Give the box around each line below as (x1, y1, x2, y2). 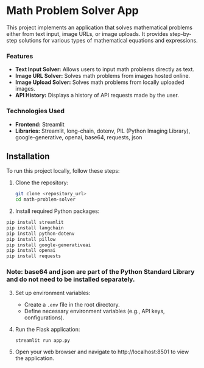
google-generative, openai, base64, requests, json (15, 133, 142, 141)
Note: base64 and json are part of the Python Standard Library (6, 268, 195, 276)
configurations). (24, 314, 65, 321)
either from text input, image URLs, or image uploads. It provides (6, 30, 169, 37)
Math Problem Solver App (6, 4, 139, 18)
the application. (15, 355, 55, 362)
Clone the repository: (15, 179, 69, 186)
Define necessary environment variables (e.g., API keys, (24, 307, 166, 314)
